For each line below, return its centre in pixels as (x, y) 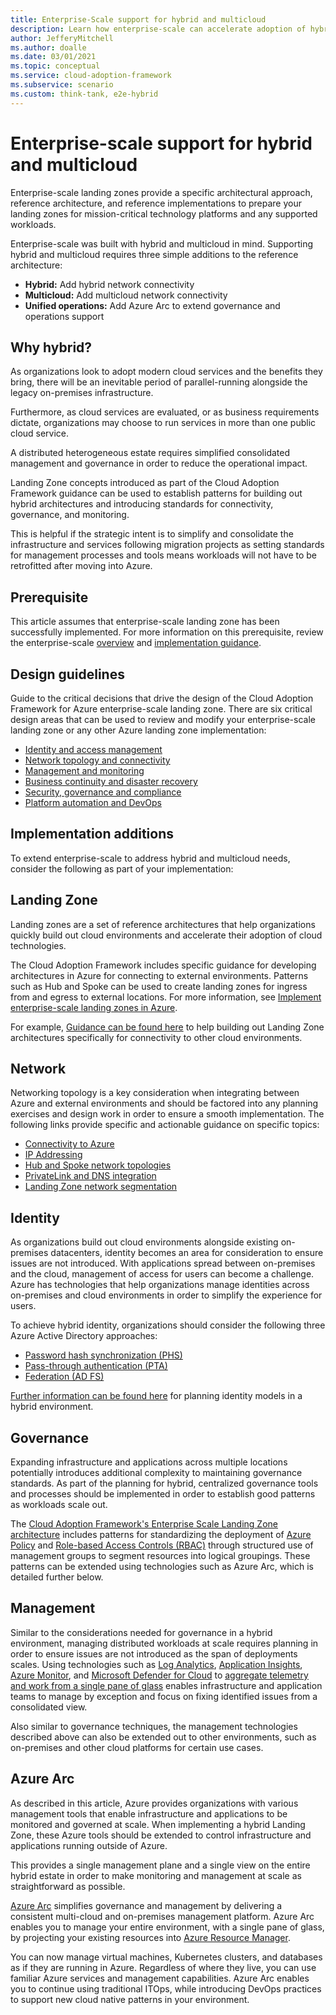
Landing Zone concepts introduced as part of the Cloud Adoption (145, 483)
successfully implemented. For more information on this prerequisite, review (167, 632)
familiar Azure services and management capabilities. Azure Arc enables (160, 1978)
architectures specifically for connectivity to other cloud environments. (156, 1037)
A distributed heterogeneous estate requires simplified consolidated (150, 453)
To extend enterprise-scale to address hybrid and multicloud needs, (150, 858)
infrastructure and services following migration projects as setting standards (167, 545)
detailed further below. (57, 1577)
